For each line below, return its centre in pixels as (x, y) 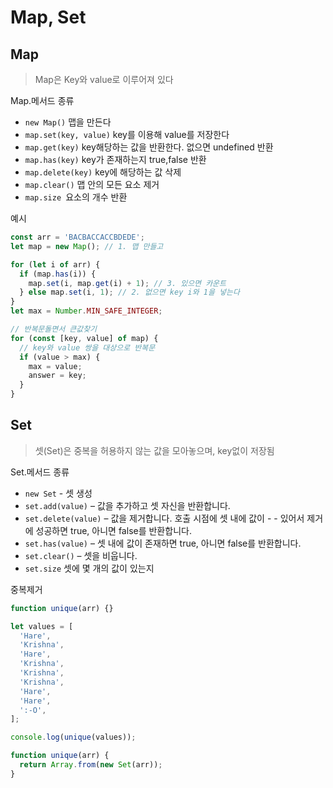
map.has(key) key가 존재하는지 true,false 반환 (115, 159)
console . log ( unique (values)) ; (73, 737)
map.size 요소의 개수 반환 (76, 197)
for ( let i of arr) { (55, 264)
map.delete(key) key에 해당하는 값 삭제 (103, 172)
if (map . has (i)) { (58, 274)
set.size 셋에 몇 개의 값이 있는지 (89, 568)
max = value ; (55, 366)
